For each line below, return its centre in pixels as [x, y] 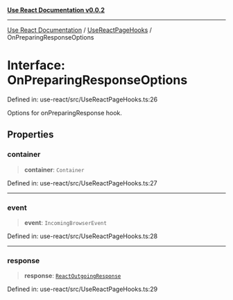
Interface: [36, 66]
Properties [31, 135]
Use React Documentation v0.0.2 [56, 10]
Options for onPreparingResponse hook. [65, 112]
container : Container [54, 169]
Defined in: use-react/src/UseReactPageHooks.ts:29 [83, 289]
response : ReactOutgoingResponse [72, 276]
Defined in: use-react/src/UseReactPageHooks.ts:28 [83, 236]
